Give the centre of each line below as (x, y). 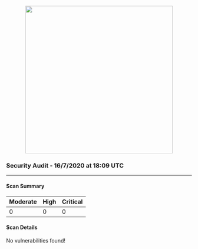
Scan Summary (25, 186)
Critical (72, 201)
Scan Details (22, 227)
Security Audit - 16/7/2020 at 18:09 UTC (65, 165)
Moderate (23, 201)
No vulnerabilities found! (36, 240)
